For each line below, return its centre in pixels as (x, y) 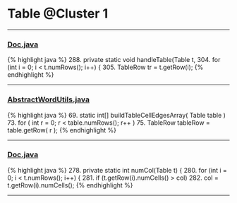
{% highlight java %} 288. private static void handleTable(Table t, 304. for (114, 60)
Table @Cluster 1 (58, 14)
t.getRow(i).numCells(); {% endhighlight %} (70, 185)
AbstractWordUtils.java (49, 99)
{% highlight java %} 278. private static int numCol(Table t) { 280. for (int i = (117, 170)
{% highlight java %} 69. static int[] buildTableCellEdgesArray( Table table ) (116, 115)
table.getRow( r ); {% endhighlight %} (62, 130)
